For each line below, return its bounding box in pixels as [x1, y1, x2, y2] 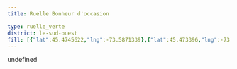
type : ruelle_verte [7, 23, 65, 30]
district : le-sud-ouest [7, 30, 78, 37]
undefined [7, 56, 38, 64]
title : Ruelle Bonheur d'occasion [7, 10, 110, 18]
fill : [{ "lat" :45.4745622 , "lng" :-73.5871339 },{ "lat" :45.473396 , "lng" [7, 36, 218, 43]
